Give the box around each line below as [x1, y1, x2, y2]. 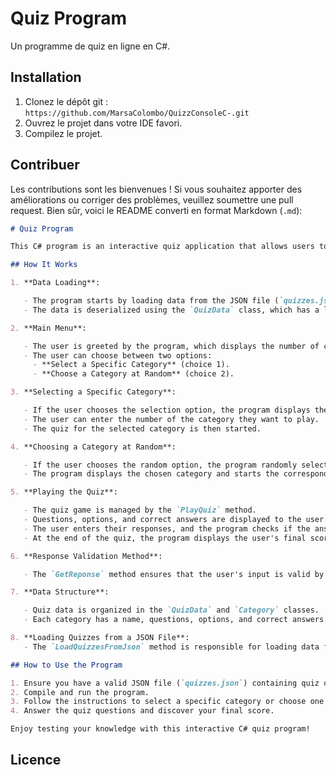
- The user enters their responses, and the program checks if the [23, 523, 311, 534]
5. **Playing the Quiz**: [10, 487, 118, 497]
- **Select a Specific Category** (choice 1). [32, 360, 230, 370]
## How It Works [10, 260, 78, 270]
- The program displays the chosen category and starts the [23, 469, 280, 479]
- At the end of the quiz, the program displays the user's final [23, 533, 307, 543]
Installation [10, 69, 82, 86]
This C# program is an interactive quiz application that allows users [10, 242, 315, 252]
